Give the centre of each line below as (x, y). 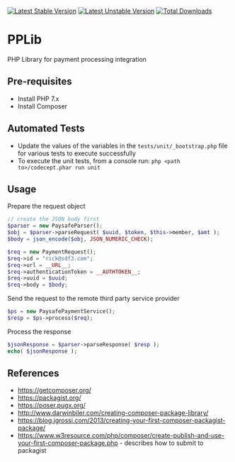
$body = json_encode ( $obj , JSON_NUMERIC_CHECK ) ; (80, 239)
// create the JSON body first (53, 219)
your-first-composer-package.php (68, 443)
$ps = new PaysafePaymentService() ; (61, 312)
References (33, 374)
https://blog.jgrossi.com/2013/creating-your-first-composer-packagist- (121, 420)
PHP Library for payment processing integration (77, 59)
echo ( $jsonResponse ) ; (42, 351)
